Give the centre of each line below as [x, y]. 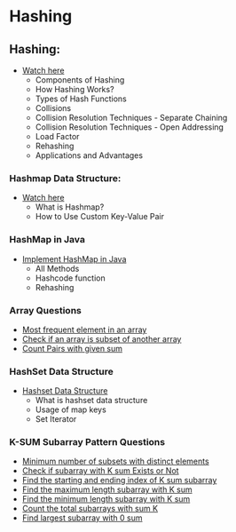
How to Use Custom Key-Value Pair [99, 217]
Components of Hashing [80, 80]
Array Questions [45, 310]
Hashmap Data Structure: [65, 178]
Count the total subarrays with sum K [90, 509]
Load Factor [57, 136]
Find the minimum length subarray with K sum [106, 499]
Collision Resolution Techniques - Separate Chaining [131, 118]
